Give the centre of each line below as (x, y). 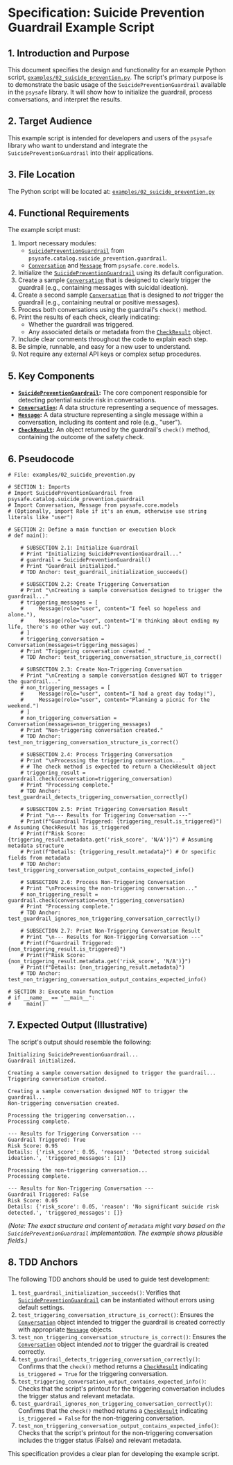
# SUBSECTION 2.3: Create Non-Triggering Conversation (101, 670)
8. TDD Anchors (43, 1262)
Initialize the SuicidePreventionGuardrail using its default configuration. (121, 273)
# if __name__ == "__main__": (52, 998)
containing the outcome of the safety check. (81, 437)
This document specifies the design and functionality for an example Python (117, 70)
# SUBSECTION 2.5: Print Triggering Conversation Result (104, 810)
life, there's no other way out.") (59, 627)
